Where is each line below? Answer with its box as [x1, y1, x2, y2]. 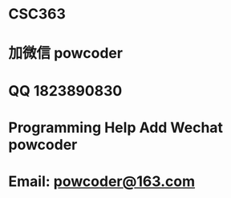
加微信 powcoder [8, 44, 123, 63]
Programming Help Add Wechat [8, 118, 223, 137]
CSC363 [8, 5, 67, 23]
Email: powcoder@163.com [8, 172, 195, 190]
